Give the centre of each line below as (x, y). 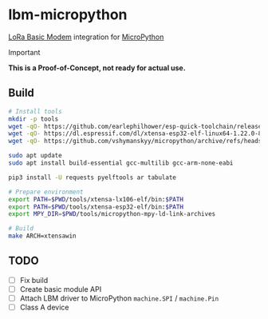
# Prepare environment (46, 192)
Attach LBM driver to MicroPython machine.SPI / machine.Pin (119, 298)
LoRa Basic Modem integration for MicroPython (86, 37)
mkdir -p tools (33, 119)
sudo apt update (35, 156)
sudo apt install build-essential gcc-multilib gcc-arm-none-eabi (121, 163)
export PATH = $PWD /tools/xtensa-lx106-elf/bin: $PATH (96, 199)
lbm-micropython (68, 15)
